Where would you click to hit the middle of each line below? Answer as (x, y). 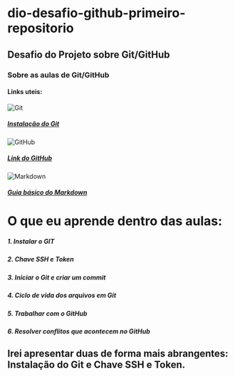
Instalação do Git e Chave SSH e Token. (96, 365)
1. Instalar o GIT (31, 242)
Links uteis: (25, 92)
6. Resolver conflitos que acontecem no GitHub (79, 331)
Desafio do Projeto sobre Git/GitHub (89, 55)
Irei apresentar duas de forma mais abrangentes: (118, 354)
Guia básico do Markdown (47, 192)
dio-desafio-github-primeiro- (96, 13)
